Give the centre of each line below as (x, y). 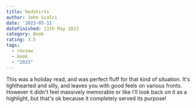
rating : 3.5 (21, 40)
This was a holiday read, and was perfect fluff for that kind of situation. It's (98, 79)
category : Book (25, 34)
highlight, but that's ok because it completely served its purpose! (86, 98)
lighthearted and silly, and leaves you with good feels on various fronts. (94, 85)
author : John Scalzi (32, 17)
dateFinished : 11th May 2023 (43, 28)
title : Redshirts (28, 12)
